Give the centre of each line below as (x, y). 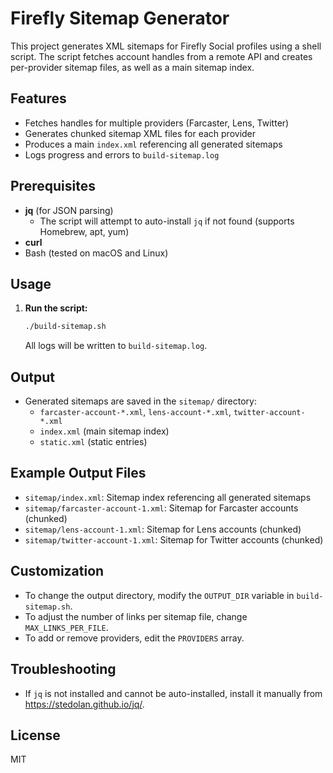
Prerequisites (53, 186)
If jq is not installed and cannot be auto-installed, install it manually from (173, 693)
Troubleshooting (63, 669)
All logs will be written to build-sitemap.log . (116, 346)
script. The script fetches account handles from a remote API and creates (161, 56)
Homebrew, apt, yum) (84, 231)
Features (38, 98)
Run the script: (56, 308)
